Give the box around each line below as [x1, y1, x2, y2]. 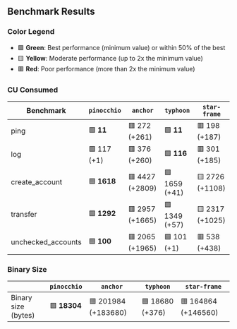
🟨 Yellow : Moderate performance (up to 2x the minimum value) [17, 54, 203, 62]
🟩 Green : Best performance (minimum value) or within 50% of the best [17, 43, 226, 52]
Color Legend [7, 27, 55, 37]
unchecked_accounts [11, 237, 83, 247]
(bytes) [11, 311, 35, 321]
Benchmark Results [7, 6, 95, 18]
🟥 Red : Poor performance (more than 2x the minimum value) [17, 64, 195, 73]
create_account [11, 177, 63, 187]
